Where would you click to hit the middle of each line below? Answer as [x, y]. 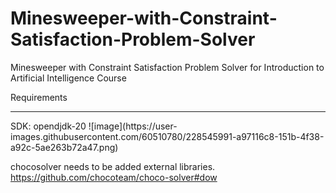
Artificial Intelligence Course [68, 78]
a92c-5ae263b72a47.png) [64, 147]
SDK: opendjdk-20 [48, 126]
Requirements [39, 97]
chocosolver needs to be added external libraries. [113, 166]
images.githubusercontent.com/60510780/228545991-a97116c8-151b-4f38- [167, 136]
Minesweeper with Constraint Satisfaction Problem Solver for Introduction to [167, 67]
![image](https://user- [133, 126]
